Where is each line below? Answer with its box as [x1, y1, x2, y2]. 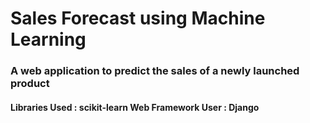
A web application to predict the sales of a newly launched [10, 64, 300, 78]
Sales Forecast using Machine [10, 7, 266, 30]
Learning [10, 28, 87, 51]
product [10, 77, 50, 91]
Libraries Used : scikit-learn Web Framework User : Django [10, 101, 260, 113]
